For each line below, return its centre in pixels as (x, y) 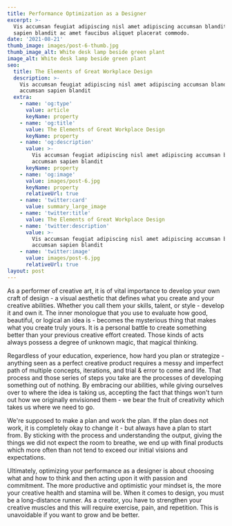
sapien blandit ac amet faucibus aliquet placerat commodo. (101, 33)
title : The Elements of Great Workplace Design (83, 71)
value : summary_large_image (66, 207)
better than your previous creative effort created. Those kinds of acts (106, 335)
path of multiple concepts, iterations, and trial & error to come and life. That (114, 370)
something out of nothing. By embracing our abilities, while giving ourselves (115, 385)
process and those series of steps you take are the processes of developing (115, 377)
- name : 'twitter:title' (55, 213)
